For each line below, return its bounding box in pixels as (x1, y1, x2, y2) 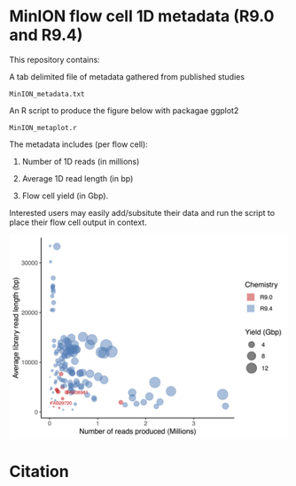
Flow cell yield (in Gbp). (21, 190, 109, 201)
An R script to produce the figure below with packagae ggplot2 (9, 104, 239, 116)
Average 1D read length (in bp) (21, 173, 134, 183)
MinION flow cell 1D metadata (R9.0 (9, 6, 275, 27)
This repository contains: (9, 54, 100, 65)
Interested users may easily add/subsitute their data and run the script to (9, 207, 276, 218)
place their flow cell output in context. (9, 217, 148, 228)
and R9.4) (9, 25, 83, 45)
